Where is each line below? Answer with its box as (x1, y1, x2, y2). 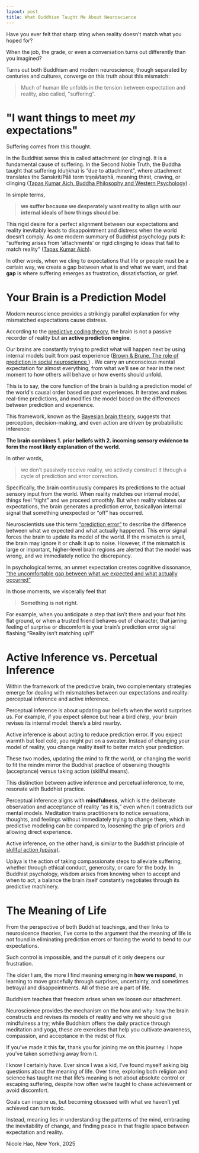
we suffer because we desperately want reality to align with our (20, 203, 181, 210)
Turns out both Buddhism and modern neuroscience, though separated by (6, 66, 188, 73)
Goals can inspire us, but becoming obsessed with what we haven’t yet (6, 1098, 179, 1106)
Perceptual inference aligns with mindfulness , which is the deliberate (6, 797, 176, 804)
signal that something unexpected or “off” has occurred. (6, 509, 144, 517)
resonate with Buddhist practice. (6, 785, 86, 792)
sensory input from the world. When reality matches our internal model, (6, 490, 181, 498)
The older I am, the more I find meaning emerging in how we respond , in (6, 972, 184, 979)
